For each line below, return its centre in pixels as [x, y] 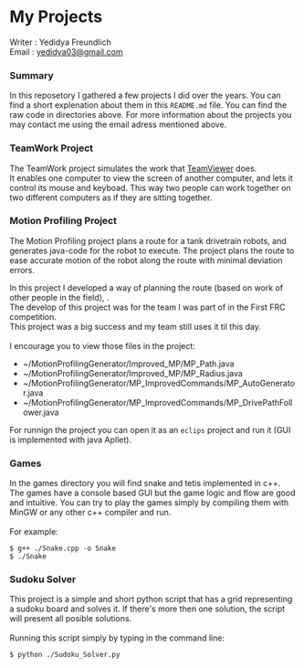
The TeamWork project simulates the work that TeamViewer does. [133, 168]
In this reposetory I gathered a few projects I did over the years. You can [145, 95]
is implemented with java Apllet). [71, 440]
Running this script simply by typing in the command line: [117, 638]
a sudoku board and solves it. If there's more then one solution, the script [147, 609]
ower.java [41, 412]
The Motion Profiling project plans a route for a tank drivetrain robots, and [148, 240]
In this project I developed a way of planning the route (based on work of [147, 287]
